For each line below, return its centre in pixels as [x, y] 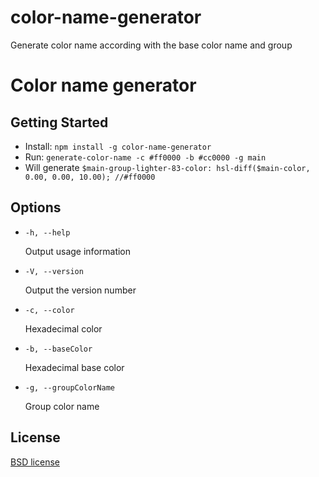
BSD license [35, 462]
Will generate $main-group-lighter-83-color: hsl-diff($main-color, [167, 167]
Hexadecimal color [63, 328]
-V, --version [54, 271]
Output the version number [80, 290]
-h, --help [47, 232]
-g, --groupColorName [69, 387]
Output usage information [78, 251]
